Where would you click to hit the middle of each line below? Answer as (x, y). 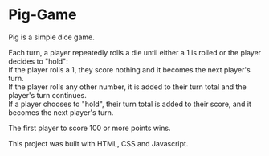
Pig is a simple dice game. (51, 37)
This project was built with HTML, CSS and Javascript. (98, 143)
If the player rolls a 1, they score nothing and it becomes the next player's (129, 69)
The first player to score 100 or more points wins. (90, 128)
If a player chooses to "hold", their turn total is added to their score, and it (130, 104)
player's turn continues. (47, 95)
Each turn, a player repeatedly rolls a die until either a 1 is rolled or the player (135, 52)
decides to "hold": (38, 61)
